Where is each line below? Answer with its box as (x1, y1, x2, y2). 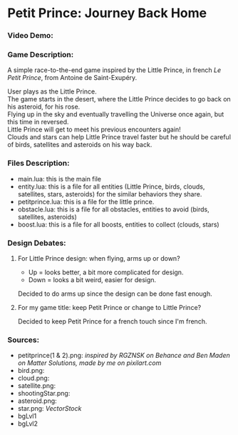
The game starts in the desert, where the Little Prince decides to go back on (7, 95, 232, 104)
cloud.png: (17, 374, 50, 383)
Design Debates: (7, 238, 66, 248)
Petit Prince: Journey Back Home (7, 5, 207, 21)
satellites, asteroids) (17, 212, 77, 221)
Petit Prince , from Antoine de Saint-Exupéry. (7, 74, 138, 82)
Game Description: (7, 50, 74, 60)
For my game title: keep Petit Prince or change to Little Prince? (17, 304, 202, 311)
